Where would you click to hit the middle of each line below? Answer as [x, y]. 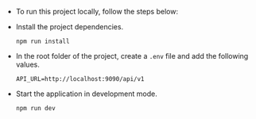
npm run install [43, 41]
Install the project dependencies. [70, 27]
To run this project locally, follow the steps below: [97, 12]
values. [27, 64]
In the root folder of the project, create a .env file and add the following [132, 56]
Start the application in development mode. [86, 94]
